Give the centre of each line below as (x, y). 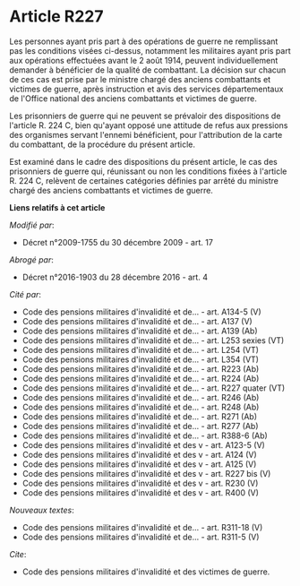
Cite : (18, 554)
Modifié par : (32, 225)
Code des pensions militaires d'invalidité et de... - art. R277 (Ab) (140, 426)
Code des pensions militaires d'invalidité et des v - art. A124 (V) (139, 454)
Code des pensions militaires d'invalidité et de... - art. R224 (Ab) (141, 378)
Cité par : (26, 294)
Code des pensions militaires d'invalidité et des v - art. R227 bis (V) (146, 473)
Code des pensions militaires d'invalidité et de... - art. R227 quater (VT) (154, 388)
